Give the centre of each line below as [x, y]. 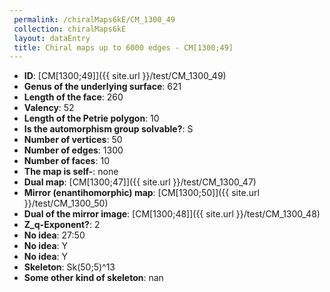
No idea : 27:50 [54, 235]
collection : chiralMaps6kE [70, 29]
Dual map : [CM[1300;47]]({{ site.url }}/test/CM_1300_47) [140, 182]
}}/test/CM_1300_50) [66, 203]
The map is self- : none [71, 172]
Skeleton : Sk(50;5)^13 [69, 267]
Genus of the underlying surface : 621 [102, 87]
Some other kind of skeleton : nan [93, 278]
